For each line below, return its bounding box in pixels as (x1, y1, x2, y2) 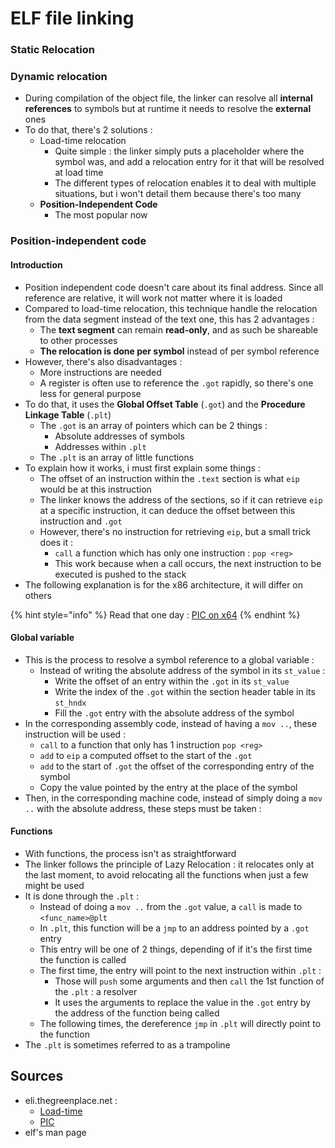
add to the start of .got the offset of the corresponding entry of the (39, 760, 315, 772)
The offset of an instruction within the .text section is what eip (39, 472, 300, 484)
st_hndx (54, 698, 87, 708)
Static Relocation (10, 43, 95, 57)
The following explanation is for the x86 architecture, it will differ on (24, 578, 304, 591)
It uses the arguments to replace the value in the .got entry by (54, 996, 312, 1008)
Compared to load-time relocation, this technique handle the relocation (24, 302, 318, 314)
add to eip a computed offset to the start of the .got (39, 749, 253, 761)
